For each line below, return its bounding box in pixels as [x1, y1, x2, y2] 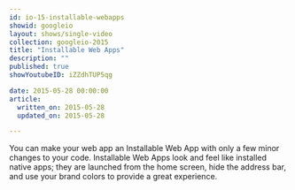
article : [9, 95, 42, 103]
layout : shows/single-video [9, 29, 113, 38]
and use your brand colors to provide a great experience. [9, 171, 218, 182]
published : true [9, 63, 69, 72]
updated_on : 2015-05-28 [17, 111, 105, 120]
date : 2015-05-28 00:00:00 [9, 86, 109, 95]
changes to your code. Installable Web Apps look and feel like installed [9, 152, 268, 163]
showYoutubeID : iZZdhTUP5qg [9, 71, 113, 80]
